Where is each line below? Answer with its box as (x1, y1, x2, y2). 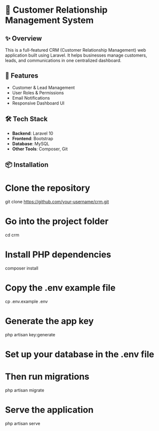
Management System (5, 15, 94, 26)
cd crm (5, 232, 20, 238)
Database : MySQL (12, 141, 50, 146)
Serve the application (5, 405, 94, 415)
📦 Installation (5, 161, 49, 169)
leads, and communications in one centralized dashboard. (5, 58, 122, 63)
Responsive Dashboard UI (12, 100, 65, 106)
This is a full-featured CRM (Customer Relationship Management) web (5, 47, 146, 53)
